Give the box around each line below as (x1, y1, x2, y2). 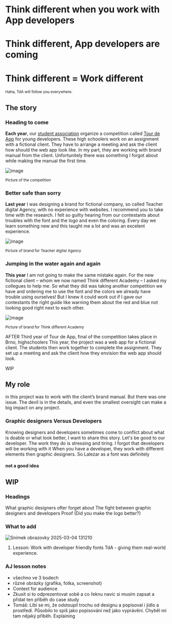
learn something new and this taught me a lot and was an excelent (5, 223, 145, 229)
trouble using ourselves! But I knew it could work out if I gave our (5, 294, 142, 300)
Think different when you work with (5, 4, 160, 15)
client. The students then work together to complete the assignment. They (5, 344, 162, 350)
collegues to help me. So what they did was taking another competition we (5, 282, 163, 289)
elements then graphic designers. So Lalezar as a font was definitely (5, 451, 150, 457)
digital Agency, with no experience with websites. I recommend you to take (5, 206, 164, 213)
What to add (5, 523, 37, 530)
